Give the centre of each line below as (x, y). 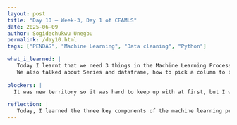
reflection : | (28, 105)
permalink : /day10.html (42, 40)
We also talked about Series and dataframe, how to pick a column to (121, 72)
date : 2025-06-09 (33, 27)
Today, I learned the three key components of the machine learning (119, 111)
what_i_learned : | (34, 59)
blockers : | (25, 85)
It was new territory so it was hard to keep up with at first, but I (120, 92)
